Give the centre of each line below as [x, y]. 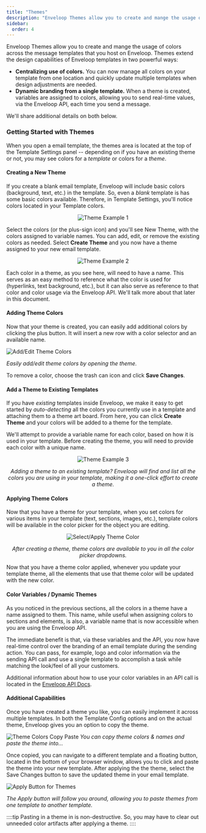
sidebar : [17, 23]
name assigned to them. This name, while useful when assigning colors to [100, 614]
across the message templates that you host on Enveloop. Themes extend [100, 53]
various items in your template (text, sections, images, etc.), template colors [102, 519]
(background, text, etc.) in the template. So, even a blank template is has [98, 192]
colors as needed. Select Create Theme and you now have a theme [92, 242]
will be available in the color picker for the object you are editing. [88, 525]
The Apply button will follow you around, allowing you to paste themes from [102, 798]
